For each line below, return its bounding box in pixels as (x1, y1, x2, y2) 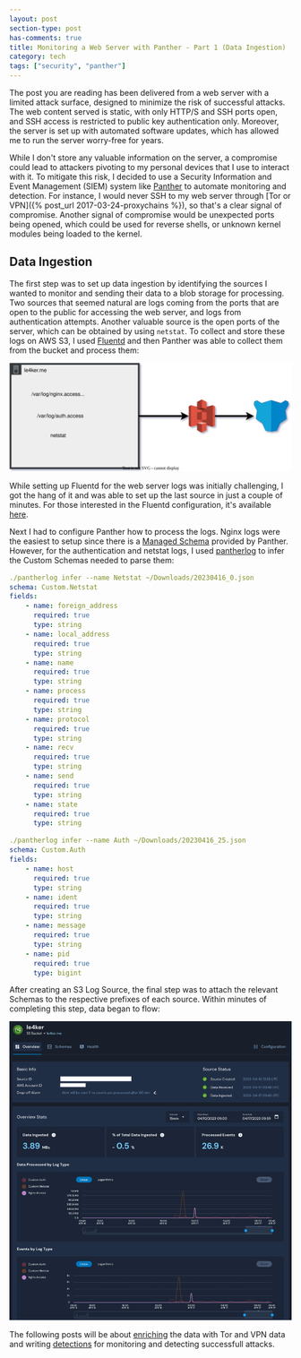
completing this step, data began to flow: (9, 1003, 160, 1014)
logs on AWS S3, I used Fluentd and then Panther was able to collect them (9, 335, 284, 346)
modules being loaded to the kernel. (9, 228, 142, 239)
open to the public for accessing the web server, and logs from (9, 306, 242, 317)
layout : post (9, 14, 58, 23)
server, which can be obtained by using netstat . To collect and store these (9, 325, 285, 336)
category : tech (9, 52, 66, 62)
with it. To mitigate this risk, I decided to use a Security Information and (9, 171, 272, 182)
